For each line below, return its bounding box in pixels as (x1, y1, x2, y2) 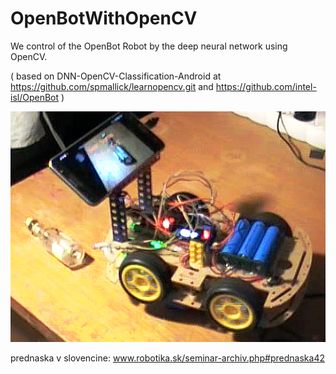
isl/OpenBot (10, 91, 60, 103)
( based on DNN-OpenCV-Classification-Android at (10, 70, 222, 82)
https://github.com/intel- (215, 80, 317, 92)
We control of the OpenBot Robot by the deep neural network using (10, 40, 288, 52)
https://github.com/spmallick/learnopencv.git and (10, 80, 214, 92)
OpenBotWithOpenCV (10, 7, 198, 30)
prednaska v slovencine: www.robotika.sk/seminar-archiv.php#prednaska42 (10, 352, 325, 364)
